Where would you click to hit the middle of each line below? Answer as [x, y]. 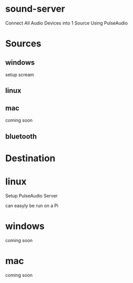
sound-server [35, 9]
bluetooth [21, 136]
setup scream [20, 74]
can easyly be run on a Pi [32, 205]
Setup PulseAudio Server [32, 196]
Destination [30, 158]
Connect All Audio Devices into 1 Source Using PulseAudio [67, 23]
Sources [23, 44]
